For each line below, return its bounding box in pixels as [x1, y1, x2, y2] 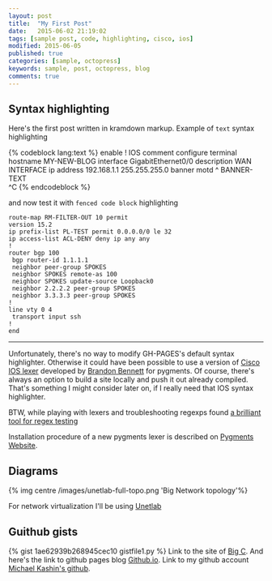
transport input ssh [11, 313, 82, 321]
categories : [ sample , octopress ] [8, 58, 121, 66]
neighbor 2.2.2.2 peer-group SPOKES [11, 284, 136, 293]
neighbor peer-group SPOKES [11, 263, 107, 271]
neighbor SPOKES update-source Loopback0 [11, 277, 154, 286]
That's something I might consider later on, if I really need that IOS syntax [8, 383, 253, 393]
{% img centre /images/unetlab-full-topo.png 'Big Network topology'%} [8, 485, 249, 495]
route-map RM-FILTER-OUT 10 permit [8, 214, 129, 222]
